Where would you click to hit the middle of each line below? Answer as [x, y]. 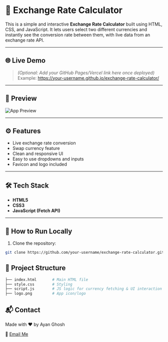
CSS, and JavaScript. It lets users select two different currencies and [76, 29]
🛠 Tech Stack [27, 185]
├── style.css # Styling [39, 284]
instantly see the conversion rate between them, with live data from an [78, 35]
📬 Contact [23, 310]
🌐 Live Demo [25, 60]
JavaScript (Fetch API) [36, 211]
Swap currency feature [36, 148]
